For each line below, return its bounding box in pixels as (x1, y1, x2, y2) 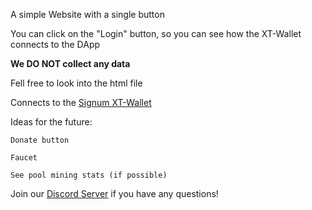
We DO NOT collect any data (10, 58, 131, 69)
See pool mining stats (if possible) (10, 170, 168, 180)
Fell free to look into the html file (10, 77, 143, 89)
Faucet (10, 153, 38, 163)
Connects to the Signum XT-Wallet (10, 97, 152, 108)
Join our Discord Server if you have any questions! (10, 188, 219, 199)
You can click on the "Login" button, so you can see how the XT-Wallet (10, 28, 302, 39)
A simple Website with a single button (10, 9, 165, 20)
